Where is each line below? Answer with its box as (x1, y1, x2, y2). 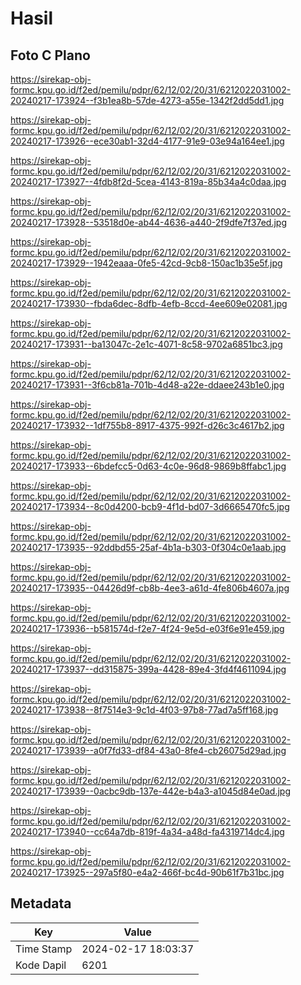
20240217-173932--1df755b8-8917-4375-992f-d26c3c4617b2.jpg (10, 420, 285, 431)
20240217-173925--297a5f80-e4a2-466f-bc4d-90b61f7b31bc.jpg (10, 867, 285, 878)
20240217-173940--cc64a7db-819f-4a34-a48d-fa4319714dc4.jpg (10, 826, 285, 837)
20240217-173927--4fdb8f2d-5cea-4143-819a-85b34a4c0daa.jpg (10, 176, 287, 187)
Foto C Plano (10, 47, 91, 64)
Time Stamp (15, 942, 73, 956)
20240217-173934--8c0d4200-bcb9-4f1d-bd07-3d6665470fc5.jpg (10, 501, 290, 512)
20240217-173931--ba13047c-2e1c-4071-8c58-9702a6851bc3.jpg (10, 338, 283, 350)
